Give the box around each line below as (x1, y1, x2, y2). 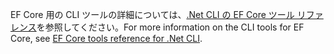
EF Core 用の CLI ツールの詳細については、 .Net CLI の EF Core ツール (10, 9, 295, 20)
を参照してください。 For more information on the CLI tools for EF (36, 21, 305, 33)
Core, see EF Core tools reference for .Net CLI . (10, 33, 203, 44)
